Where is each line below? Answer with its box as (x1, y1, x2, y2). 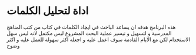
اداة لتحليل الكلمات (6, 4, 89, 18)
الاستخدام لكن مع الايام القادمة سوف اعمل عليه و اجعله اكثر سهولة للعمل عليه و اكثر (6, 36, 191, 43)
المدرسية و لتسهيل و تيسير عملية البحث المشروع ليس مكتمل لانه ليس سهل (6, 29, 172, 36)
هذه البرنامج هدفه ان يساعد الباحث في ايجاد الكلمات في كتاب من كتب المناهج (6, 23, 176, 30)
